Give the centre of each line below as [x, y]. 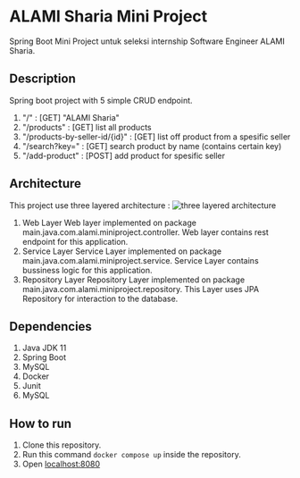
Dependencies [50, 327]
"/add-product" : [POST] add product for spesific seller [124, 155]
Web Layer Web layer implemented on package [109, 222]
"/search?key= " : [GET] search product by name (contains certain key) [152, 146]
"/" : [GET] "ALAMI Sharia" [71, 117]
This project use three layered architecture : [90, 205]
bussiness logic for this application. [87, 270]
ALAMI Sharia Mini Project [108, 17]
